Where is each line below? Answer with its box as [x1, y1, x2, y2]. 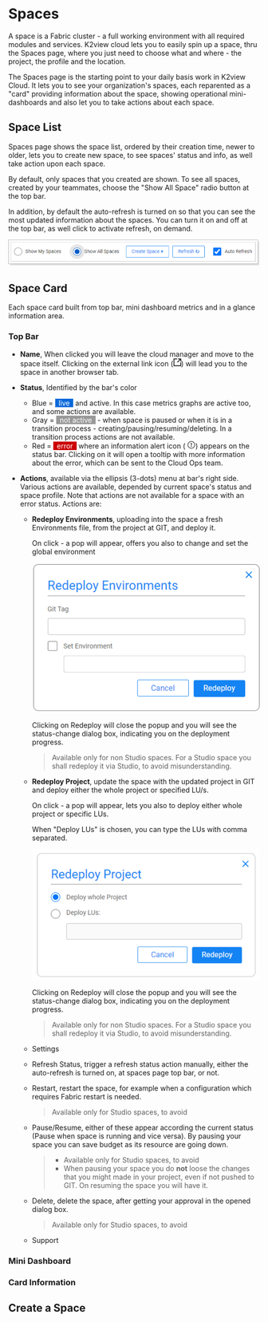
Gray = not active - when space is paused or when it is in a [31, 415, 233, 424]
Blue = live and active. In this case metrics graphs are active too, [31, 398, 251, 408]
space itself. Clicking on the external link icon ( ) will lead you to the [19, 358, 248, 368]
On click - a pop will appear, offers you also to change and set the [31, 538, 249, 547]
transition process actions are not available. [31, 432, 175, 441]
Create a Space [8, 1301, 86, 1315]
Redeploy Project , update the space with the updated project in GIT [31, 777, 255, 787]
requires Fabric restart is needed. [31, 1092, 142, 1102]
